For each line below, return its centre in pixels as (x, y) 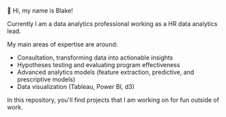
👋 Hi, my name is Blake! (40, 11)
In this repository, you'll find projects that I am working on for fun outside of (113, 100)
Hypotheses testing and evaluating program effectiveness (98, 65)
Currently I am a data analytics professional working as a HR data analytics (112, 24)
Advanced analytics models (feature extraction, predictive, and (105, 72)
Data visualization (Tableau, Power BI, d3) (76, 87)
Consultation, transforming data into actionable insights (95, 57)
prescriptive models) (46, 79)
